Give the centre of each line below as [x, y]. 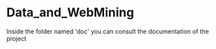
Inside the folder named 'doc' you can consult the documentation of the [108, 31]
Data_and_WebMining [70, 13]
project [16, 38]
